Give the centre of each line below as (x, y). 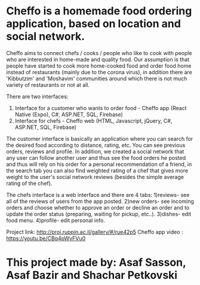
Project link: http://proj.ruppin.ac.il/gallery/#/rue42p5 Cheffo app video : (95, 232)
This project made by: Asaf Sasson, (96, 263)
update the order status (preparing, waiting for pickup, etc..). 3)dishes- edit (99, 214)
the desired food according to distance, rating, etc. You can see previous (96, 145)
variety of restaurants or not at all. (48, 84)
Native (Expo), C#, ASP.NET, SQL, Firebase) (69, 114)
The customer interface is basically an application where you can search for (100, 138)
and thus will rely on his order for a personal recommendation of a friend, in (99, 164)
